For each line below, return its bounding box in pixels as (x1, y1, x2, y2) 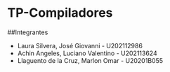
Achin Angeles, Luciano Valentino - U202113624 (17, 49, 157, 57)
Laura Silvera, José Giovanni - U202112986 (17, 41, 143, 50)
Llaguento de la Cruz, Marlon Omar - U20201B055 (17, 56, 164, 64)
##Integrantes (7, 28, 48, 36)
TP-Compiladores (7, 5, 113, 21)
